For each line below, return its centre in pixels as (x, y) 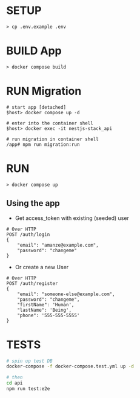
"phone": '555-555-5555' (48, 315)
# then (15, 377)
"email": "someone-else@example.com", (66, 294)
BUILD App (34, 51)
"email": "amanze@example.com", (58, 245)
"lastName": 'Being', (44, 310)
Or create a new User (42, 267)
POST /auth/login (28, 235)
